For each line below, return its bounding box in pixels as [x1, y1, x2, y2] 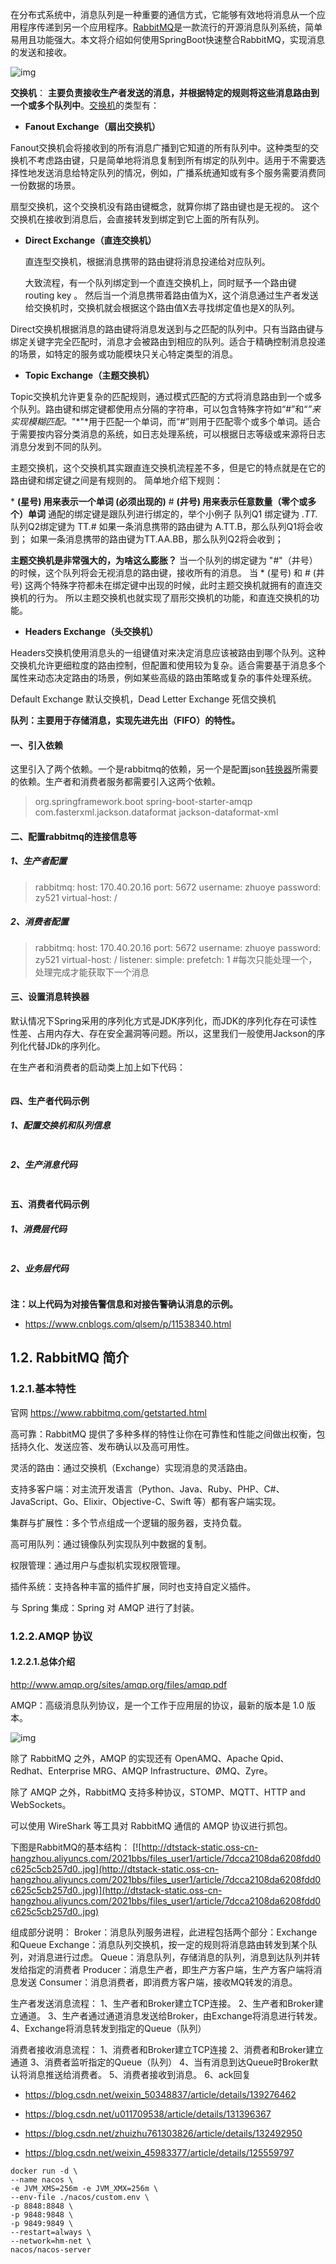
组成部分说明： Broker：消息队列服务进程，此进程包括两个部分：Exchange [10, 1926, 318, 1938]
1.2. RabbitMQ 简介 [10, 1349, 130, 1367]
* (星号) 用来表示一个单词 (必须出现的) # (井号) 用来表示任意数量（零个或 [10, 496, 308, 507]
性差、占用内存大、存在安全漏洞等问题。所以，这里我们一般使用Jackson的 [10, 1027, 317, 1039]
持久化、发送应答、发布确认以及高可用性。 [18, 1440, 195, 1452]
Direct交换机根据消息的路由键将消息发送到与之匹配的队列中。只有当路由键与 [10, 323, 325, 335]
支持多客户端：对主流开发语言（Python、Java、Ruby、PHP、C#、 [10, 1483, 285, 1495]
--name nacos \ [10, 2174, 74, 2185]
